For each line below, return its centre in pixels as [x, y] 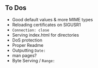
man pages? [24, 55]
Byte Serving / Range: [33, 60]
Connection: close [31, 30]
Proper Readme [28, 45]
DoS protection [27, 40]
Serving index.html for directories [45, 35]
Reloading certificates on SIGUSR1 [46, 25]
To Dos [16, 8]
